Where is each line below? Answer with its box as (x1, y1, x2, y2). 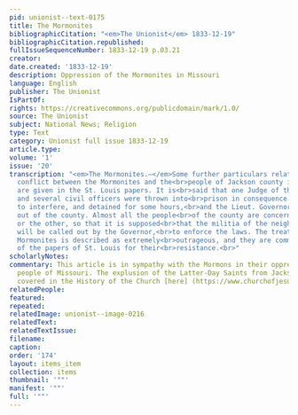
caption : (9, 342, 42, 351)
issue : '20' (9, 161, 53, 170)
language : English (9, 79, 77, 88)
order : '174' (9, 351, 58, 360)
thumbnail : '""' (9, 376, 69, 385)
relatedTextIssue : (9, 326, 77, 335)
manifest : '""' (9, 384, 66, 393)
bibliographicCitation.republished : (9, 37, 145, 47)
